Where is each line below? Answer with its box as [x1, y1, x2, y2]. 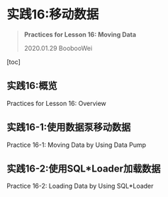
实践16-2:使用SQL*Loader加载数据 [6, 162, 161, 174]
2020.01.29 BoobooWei [23, 44, 93, 52]
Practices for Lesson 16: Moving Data [23, 30, 136, 39]
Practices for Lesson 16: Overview [6, 99, 107, 107]
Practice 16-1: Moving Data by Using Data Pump [6, 141, 147, 149]
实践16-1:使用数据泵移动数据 [6, 121, 131, 133]
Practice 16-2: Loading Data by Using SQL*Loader [6, 181, 154, 191]
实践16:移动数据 [6, 6, 99, 23]
